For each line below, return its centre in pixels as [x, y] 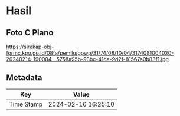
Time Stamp [26, 104]
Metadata [24, 78]
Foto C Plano [30, 33]
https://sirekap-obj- [30, 47]
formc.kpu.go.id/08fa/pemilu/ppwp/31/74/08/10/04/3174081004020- [90, 53]
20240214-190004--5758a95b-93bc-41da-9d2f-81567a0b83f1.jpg [88, 59]
